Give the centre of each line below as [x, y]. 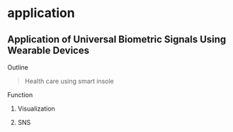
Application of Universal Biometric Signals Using [117, 39]
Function [20, 95]
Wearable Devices [49, 50]
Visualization [36, 109]
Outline [18, 67]
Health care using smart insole [69, 81]
